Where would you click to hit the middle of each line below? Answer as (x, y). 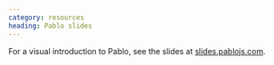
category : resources (47, 17)
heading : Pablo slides (50, 26)
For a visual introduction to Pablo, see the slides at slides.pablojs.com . (137, 51)
